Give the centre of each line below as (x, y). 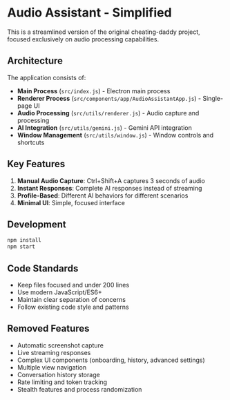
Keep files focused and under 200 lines (73, 285)
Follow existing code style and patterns (73, 307)
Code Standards (43, 268)
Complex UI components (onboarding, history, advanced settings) (111, 360)
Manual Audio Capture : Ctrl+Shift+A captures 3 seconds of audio (111, 180)
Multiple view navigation (52, 367)
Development (37, 224)
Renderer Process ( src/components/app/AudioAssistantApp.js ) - (109, 98)
